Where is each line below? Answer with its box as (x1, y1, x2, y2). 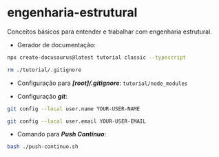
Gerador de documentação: (17, 40, 96, 49)
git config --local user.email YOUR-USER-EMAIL (7, 118, 147, 125)
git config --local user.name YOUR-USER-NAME (7, 105, 140, 112)
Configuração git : (17, 92, 67, 100)
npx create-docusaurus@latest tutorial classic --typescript (7, 53, 187, 61)
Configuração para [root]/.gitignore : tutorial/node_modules (17, 79, 188, 87)
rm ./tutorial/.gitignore (7, 67, 81, 73)
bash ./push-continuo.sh (7, 143, 79, 150)
